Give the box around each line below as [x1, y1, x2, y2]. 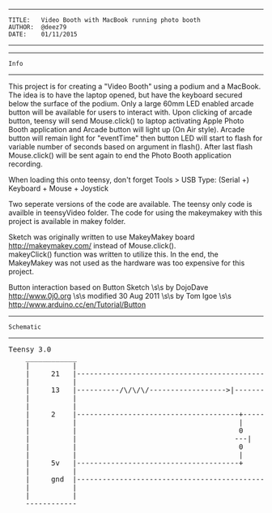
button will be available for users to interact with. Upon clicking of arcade [8, 107, 253, 117]
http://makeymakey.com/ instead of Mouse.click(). [8, 241, 176, 250]
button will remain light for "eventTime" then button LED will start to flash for [8, 133, 263, 143]
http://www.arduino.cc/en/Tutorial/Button [8, 300, 147, 309]
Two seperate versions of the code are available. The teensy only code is [8, 200, 253, 209]
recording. [8, 159, 43, 169]
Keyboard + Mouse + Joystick [8, 183, 109, 193]
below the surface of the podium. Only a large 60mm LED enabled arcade [8, 99, 254, 108]
